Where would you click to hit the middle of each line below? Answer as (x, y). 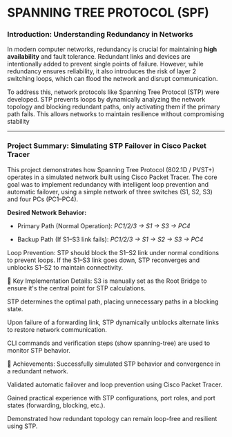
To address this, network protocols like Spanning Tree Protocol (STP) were (113, 92)
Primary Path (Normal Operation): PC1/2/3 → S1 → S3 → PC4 (104, 225)
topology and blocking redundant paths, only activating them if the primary (114, 107)
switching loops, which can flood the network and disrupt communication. (113, 79)
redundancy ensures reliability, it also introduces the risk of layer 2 (102, 71)
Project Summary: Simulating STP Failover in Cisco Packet (107, 146)
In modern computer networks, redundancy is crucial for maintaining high (112, 49)
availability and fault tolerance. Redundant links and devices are (99, 57)
